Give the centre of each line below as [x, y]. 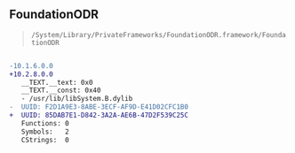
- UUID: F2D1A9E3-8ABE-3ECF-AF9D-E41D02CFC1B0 [99, 107]
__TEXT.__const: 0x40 [61, 91]
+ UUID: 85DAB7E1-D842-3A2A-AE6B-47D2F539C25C [99, 115]
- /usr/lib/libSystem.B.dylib [77, 99]
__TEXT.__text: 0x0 [57, 82]
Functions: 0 [45, 123]
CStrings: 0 [45, 140]
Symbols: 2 [45, 132]
